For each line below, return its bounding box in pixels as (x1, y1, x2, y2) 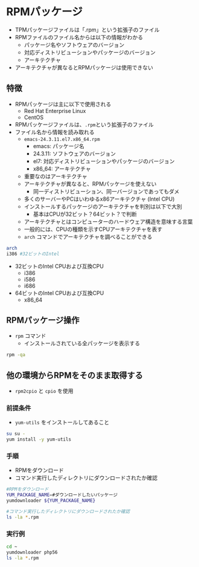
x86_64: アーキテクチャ (33, 165, 92, 172)
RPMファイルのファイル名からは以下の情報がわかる (14, 33, 144, 40)
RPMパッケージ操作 (6, 315, 80, 325)
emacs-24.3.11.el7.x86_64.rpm (24, 136, 101, 142)
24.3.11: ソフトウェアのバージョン (33, 150, 116, 157)
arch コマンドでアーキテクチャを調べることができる (24, 233, 153, 240)
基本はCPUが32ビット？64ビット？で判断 (33, 210, 137, 218)
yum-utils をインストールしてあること (14, 419, 110, 426)
